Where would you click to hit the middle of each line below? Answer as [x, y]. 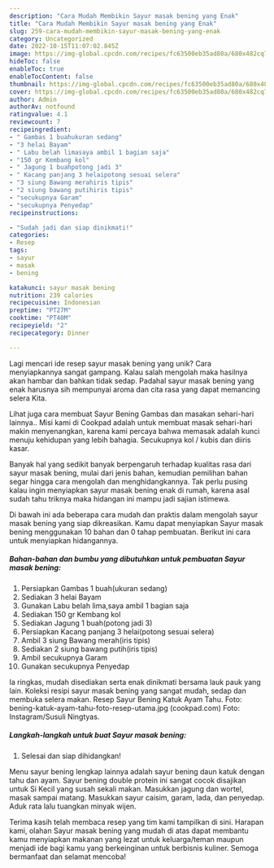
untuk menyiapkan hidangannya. [64, 540]
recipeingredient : [40, 129]
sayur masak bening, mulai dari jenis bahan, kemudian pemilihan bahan [129, 472]
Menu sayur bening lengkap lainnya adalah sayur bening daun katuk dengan [137, 771]
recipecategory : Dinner [50, 333]
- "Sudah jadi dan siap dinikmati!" [71, 228]
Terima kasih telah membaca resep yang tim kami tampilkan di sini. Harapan [137, 822]
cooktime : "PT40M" [40, 318]
